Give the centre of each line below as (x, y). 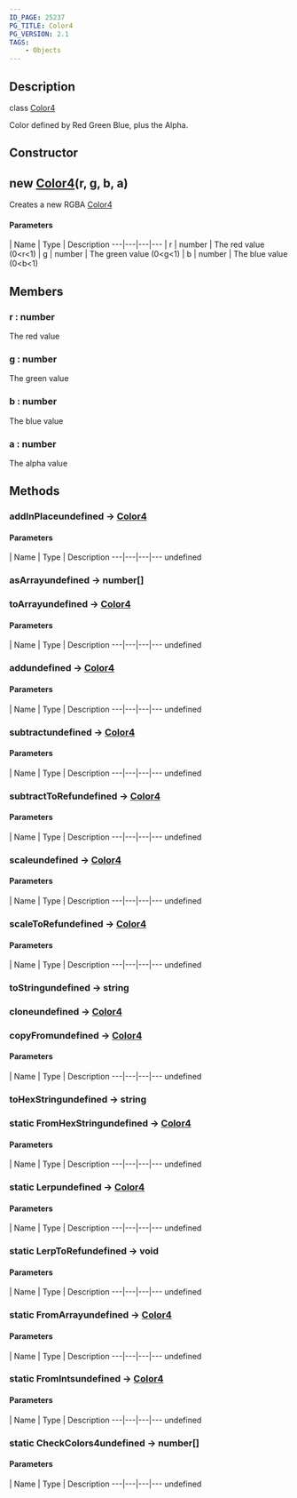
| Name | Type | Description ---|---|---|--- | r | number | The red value (137, 244)
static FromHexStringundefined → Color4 (101, 1123)
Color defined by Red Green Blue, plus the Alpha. (99, 124)
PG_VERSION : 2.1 (39, 34)
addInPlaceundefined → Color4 (78, 516)
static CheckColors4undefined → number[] (104, 1443)
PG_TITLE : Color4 (41, 26)
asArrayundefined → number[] (77, 580)
